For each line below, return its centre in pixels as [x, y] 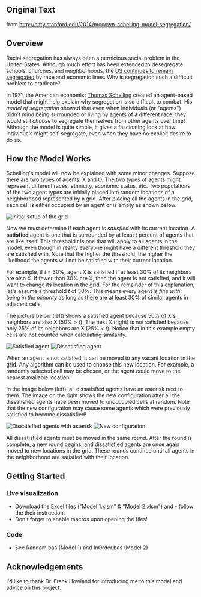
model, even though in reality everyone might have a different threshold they [101, 248]
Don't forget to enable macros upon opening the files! [81, 519]
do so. [14, 140]
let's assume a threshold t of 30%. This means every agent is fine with [93, 291]
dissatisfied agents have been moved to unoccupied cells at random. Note [98, 402]
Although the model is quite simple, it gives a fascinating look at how [91, 127]
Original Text [31, 10]
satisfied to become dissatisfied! [46, 415]
